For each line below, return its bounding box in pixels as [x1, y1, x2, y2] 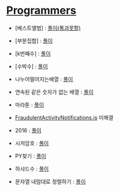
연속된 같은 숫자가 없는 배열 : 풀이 [14, 88, 94, 95]
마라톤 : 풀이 [14, 101, 44, 108]
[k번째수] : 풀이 [14, 49, 51, 57]
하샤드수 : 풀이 [14, 165, 49, 172]
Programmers [6, 4, 76, 17]
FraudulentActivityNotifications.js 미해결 [14, 114, 114, 121]
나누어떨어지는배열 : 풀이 [14, 75, 73, 83]
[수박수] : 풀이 [14, 63, 48, 70]
